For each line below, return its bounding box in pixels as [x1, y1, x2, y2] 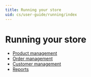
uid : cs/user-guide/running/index [5, 12, 77, 17]
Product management [12, 50, 57, 56]
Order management [12, 56, 53, 62]
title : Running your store [5, 7, 61, 13]
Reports [12, 66, 29, 72]
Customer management [12, 61, 61, 67]
